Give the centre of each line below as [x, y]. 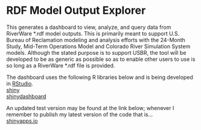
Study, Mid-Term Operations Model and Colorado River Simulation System [98, 46]
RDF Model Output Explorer [76, 11]
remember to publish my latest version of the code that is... [80, 114]
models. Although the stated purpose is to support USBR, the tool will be [96, 52]
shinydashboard [26, 96]
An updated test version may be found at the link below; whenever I [90, 108]
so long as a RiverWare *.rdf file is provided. [61, 65]
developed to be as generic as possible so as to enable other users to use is [101, 59]
